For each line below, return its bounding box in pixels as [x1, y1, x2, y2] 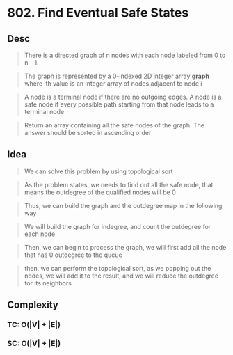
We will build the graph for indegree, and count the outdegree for [24, 222, 211, 230]
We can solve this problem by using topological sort [24, 167, 173, 175]
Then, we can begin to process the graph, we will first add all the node [24, 243, 227, 251]
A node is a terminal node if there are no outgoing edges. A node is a [24, 93, 222, 101]
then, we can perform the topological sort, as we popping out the [24, 264, 211, 272]
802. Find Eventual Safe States [7, 5, 189, 21]
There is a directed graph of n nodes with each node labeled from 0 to [24, 51, 226, 59]
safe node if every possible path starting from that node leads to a [24, 100, 214, 109]
